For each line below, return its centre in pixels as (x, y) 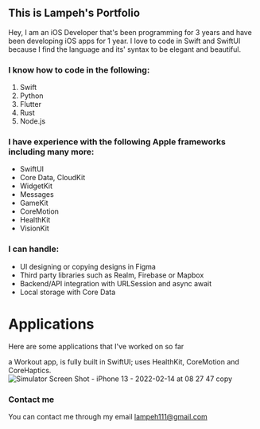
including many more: (51, 152)
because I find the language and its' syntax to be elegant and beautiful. (124, 49)
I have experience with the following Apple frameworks (117, 142)
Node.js (33, 121)
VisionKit (34, 228)
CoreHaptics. (30, 370)
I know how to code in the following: (79, 69)
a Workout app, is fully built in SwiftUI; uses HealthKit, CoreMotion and (124, 361)
